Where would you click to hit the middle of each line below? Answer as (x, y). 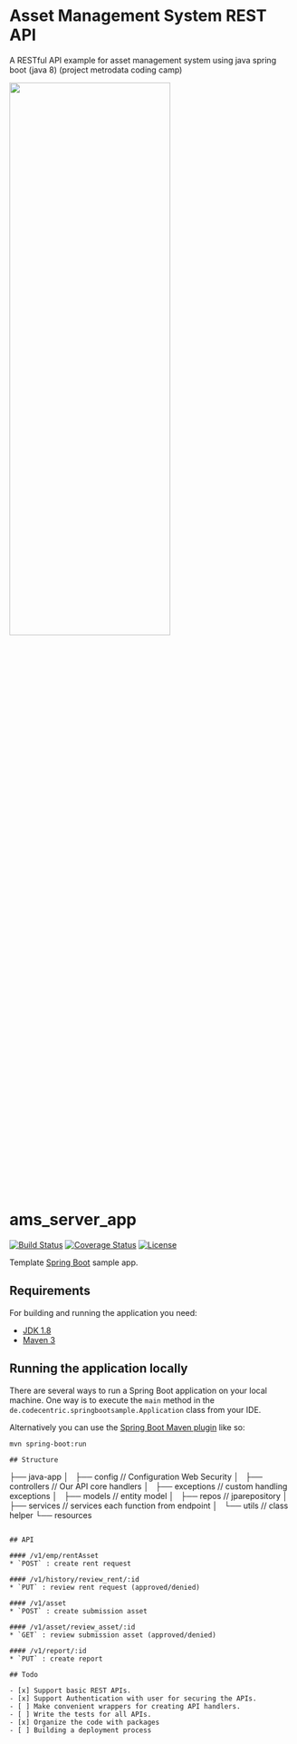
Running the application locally (99, 1369)
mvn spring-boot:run (48, 1444)
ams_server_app (73, 1220)
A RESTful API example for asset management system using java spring (143, 60)
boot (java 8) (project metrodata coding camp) (96, 70)
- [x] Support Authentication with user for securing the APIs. (133, 1698)
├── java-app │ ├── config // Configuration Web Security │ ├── (136, 1476)
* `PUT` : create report (56, 1659)
